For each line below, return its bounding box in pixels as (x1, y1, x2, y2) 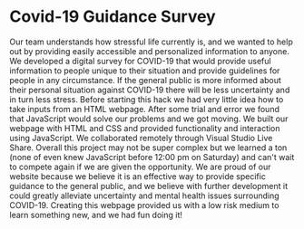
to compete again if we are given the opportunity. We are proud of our (9, 161, 271, 172)
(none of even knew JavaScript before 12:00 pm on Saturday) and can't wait (9, 151, 295, 162)
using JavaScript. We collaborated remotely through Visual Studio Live (9, 132, 273, 143)
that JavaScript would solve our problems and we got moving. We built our (9, 113, 289, 124)
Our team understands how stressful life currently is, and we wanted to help (9, 36, 293, 47)
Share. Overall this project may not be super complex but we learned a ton (9, 142, 288, 153)
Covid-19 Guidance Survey (9, 6, 216, 27)
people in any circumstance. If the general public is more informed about (9, 74, 281, 85)
